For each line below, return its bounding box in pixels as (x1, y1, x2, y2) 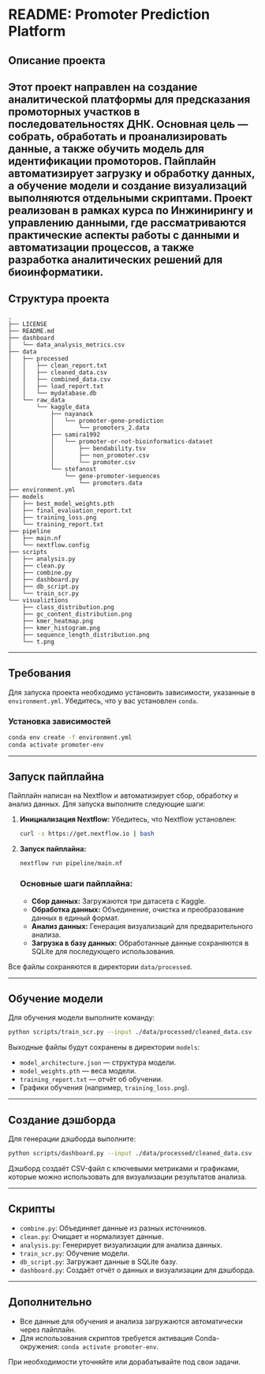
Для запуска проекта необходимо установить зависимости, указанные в (8, 687, 256, 697)
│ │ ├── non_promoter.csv (8, 451, 150, 459)
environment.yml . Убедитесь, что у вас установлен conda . (8, 696, 199, 706)
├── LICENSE (8, 320, 47, 328)
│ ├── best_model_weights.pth (8, 500, 114, 507)
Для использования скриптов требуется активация (19, 1333, 193, 1342)
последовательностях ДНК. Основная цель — (8, 117, 248, 131)
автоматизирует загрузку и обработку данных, (8, 167, 256, 180)
